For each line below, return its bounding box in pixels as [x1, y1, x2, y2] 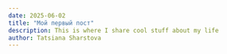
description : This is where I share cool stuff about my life [8, 26, 219, 34]
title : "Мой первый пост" [8, 19, 94, 27]
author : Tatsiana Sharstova [8, 33, 102, 42]
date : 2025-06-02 [8, 11, 66, 20]
